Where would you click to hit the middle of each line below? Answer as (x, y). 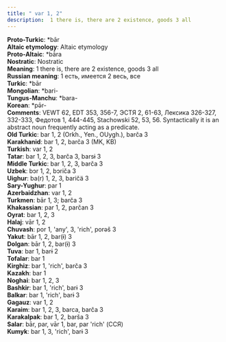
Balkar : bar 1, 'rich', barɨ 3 (43, 295)
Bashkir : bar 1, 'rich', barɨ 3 (45, 287)
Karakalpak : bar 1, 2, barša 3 (48, 317)
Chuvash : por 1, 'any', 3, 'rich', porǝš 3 (62, 229)
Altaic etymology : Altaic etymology (58, 47)
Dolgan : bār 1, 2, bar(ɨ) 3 (42, 244)
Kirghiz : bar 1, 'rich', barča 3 (47, 266)
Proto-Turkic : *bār (33, 39)
